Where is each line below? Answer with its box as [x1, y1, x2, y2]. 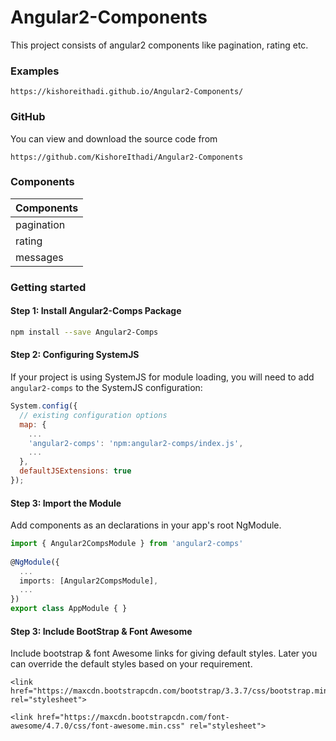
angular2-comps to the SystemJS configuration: [10, 382, 203, 394]
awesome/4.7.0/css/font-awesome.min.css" [10, 721, 186, 731]
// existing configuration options [19, 410, 168, 420]
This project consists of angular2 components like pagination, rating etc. [10, 39, 309, 51]
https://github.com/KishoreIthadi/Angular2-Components [10, 152, 244, 162]
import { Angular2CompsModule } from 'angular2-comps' [10, 539, 244, 549]
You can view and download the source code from [10, 132, 218, 145]
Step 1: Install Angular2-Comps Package [10, 305, 182, 317]
